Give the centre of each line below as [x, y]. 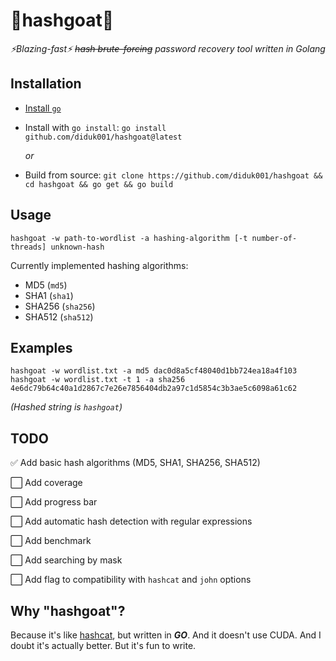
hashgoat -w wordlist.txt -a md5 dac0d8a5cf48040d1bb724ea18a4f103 [154, 371]
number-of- [274, 238]
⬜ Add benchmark [51, 541]
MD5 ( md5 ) [46, 285]
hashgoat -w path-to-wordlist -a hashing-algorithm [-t [129, 238]
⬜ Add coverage [46, 483]
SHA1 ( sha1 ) [49, 295]
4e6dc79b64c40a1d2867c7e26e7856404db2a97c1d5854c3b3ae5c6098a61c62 [154, 389]
